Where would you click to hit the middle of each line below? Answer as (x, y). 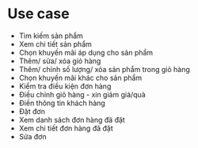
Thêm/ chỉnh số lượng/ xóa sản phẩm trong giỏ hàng (105, 69)
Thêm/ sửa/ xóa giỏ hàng (60, 61)
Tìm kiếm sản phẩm (51, 36)
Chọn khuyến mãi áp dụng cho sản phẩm (86, 52)
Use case (38, 14)
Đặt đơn (32, 111)
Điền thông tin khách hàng (62, 103)
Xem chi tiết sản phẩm (55, 44)
